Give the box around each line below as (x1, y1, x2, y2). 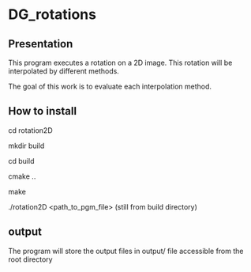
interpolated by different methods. (8, 66, 120, 76)
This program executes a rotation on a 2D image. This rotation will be (8, 58, 233, 67)
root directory (8, 255, 53, 264)
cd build (8, 156, 35, 165)
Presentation (8, 37, 73, 51)
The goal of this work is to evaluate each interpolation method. (8, 81, 212, 91)
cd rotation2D (8, 125, 53, 135)
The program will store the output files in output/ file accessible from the (8, 246, 244, 255)
